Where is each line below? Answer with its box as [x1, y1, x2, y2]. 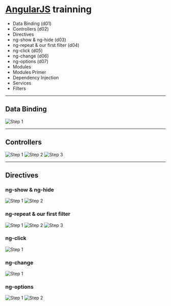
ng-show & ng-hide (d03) [12, 37, 66, 43]
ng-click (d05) [12, 47, 43, 53]
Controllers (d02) [12, 25, 49, 32]
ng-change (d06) [12, 52, 49, 59]
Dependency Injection [12, 74, 59, 80]
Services [12, 80, 32, 86]
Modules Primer [12, 69, 47, 75]
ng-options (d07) [12, 58, 49, 64]
